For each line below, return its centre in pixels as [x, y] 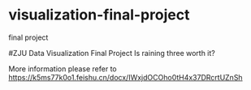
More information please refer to [63, 69]
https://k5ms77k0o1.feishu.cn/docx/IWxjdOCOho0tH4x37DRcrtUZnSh [125, 77]
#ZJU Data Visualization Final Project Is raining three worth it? [112, 53]
